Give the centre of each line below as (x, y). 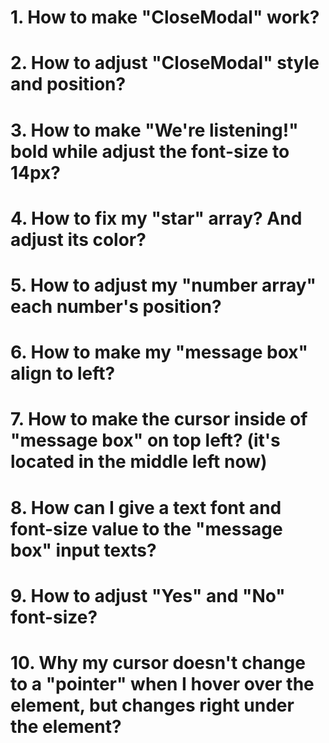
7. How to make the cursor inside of (159, 419)
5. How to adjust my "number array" (163, 285)
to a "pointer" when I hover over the (162, 683)
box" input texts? (83, 550)
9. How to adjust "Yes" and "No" (148, 595)
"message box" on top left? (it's (145, 440)
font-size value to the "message (146, 528)
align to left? (63, 373)
